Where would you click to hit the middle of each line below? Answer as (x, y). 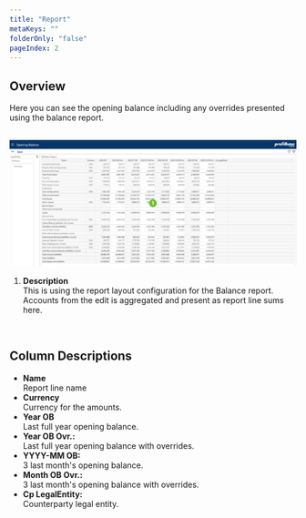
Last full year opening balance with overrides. (108, 445)
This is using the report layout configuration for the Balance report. (148, 290)
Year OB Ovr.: (49, 436)
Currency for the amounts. (72, 407)
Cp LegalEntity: (52, 494)
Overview (38, 86)
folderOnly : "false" (49, 38)
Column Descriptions (71, 356)
